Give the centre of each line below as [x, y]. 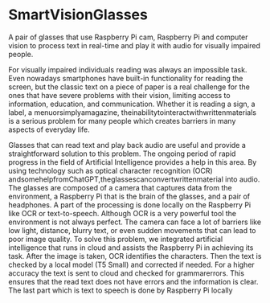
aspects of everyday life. [49, 129]
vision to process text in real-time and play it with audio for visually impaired [135, 45]
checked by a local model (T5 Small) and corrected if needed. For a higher [131, 264]
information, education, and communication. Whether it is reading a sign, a [132, 104]
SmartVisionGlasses [78, 15]
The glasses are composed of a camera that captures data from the [120, 187]
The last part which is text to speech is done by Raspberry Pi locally [121, 290]
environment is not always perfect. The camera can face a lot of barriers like [135, 222]
